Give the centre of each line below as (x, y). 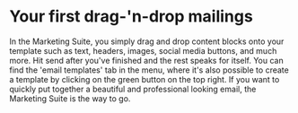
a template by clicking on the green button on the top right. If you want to (145, 79)
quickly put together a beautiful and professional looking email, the (133, 89)
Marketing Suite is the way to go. (70, 98)
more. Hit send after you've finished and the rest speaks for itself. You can (147, 60)
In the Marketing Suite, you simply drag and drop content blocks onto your (147, 41)
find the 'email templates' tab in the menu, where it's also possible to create (149, 70)
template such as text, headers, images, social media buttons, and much (143, 50)
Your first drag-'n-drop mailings (131, 17)
